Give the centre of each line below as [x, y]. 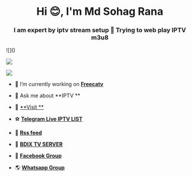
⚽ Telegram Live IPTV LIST [49, 119]
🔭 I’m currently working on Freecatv [59, 84]
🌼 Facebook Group [38, 156]
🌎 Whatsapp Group [40, 167]
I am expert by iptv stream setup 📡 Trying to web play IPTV [100, 30]
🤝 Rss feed [28, 133]
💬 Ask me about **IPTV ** [48, 96]
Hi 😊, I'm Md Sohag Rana [100, 12]
